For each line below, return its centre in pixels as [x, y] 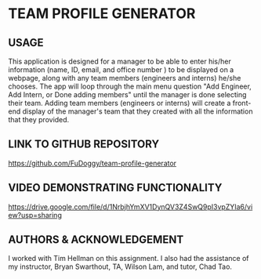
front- [242, 103]
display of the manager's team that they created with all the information [138, 111]
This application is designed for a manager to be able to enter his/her [120, 61]
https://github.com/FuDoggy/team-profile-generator [92, 163]
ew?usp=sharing [35, 215]
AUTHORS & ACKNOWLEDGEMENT [96, 240]
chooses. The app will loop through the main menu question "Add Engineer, [130, 86]
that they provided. [39, 120]
